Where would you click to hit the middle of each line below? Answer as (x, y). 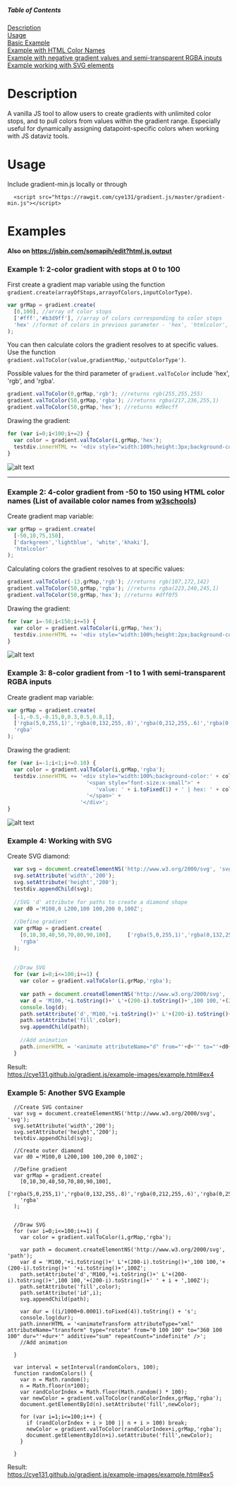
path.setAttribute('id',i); (61, 1293)
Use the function (32, 352)
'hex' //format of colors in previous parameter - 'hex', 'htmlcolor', (121, 325)
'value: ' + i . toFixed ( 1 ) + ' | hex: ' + (157, 789)
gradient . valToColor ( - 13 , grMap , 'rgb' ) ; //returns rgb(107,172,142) (109, 582)
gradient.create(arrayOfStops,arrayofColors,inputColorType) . (100, 292)
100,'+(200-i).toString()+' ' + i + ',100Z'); (140, 1281)
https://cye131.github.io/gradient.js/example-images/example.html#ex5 (110, 1475)
